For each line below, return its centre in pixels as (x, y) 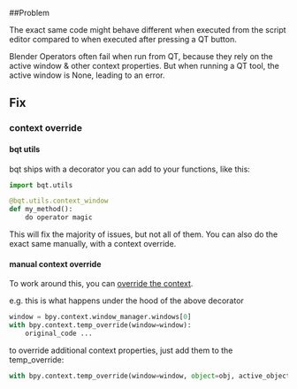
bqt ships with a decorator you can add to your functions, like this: (129, 169)
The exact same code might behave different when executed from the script (148, 30)
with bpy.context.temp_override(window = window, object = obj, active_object (150, 376)
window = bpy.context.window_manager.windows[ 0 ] (100, 317)
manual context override (55, 263)
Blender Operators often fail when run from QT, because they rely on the (141, 56)
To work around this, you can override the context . (101, 284)
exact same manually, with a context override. (93, 244)
